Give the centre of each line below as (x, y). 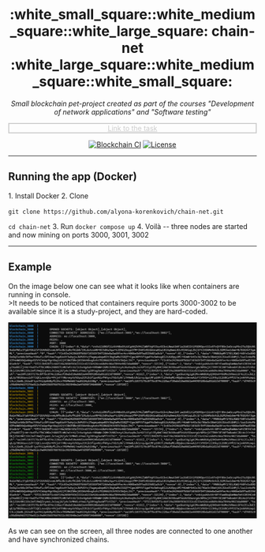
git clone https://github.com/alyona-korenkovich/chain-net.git (116, 212)
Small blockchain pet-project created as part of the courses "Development (132, 103)
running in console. (39, 295)
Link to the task (132, 128)
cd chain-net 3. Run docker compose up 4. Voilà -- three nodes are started (128, 226)
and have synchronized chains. (59, 539)
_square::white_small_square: (132, 82)
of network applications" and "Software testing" (132, 111)
